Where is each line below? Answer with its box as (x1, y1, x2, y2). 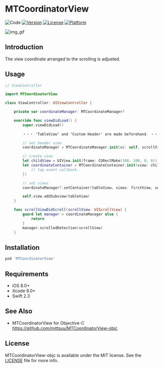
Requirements (5, 270, 49, 278)
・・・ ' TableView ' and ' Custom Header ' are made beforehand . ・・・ (22, 131, 162, 137)
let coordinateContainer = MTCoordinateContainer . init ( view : (22, 163, 149, 168)
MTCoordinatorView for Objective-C (12, 320, 85, 326)
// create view (22, 154, 53, 159)
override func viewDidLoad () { (14, 118, 77, 123)
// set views (22, 181, 49, 185)
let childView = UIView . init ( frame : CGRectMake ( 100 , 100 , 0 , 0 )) (22, 158, 158, 164)
